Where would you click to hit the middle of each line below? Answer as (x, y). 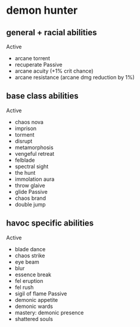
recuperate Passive (38, 64)
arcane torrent (32, 58)
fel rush (24, 287)
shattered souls (34, 319)
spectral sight (32, 166)
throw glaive (30, 185)
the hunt (25, 172)
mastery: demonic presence (49, 312)
